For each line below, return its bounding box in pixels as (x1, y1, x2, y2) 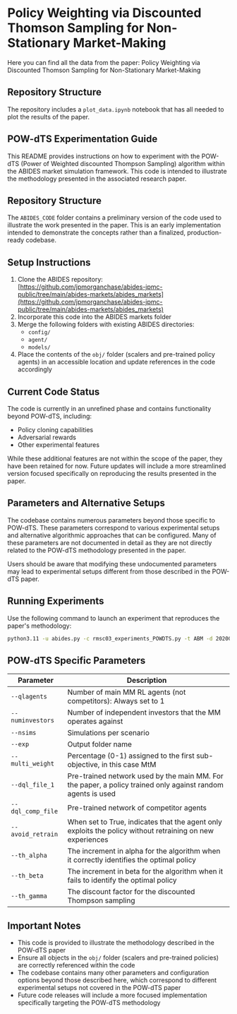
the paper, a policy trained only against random (67, 780, 224, 790)
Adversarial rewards (17, 433, 76, 441)
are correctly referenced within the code (17, 961, 135, 970)
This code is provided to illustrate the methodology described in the (17, 938, 215, 947)
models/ (28, 344, 51, 351)
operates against (67, 717, 123, 727)
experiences (67, 835, 109, 845)
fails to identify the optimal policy (67, 876, 178, 885)
